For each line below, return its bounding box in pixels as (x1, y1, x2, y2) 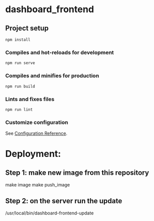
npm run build (5, 84, 36, 89)
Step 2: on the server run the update (5, 197, 122, 205)
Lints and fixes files (5, 96, 55, 103)
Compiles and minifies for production (5, 72, 99, 79)
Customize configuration (5, 118, 69, 125)
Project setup (5, 24, 49, 33)
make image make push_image (5, 182, 70, 188)
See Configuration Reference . (5, 131, 68, 137)
